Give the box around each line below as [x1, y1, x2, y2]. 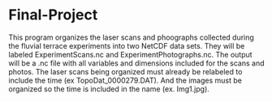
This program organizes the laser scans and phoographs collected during [8, 32, 254, 42]
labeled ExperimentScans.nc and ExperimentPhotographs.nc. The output [8, 49, 253, 59]
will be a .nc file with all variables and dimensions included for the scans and [8, 58, 266, 68]
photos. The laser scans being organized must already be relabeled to [8, 66, 243, 76]
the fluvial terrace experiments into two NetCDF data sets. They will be [8, 40, 245, 50]
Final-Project [8, 6, 98, 24]
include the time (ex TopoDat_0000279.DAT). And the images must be [8, 75, 242, 85]
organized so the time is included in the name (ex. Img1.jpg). [8, 83, 209, 94]
